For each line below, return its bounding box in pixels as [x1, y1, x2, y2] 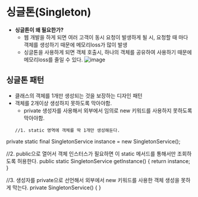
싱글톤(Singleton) [6, 5, 92, 19]
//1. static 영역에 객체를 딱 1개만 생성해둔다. [14, 127, 120, 133]
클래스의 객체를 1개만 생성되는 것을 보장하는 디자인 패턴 [14, 92, 143, 99]
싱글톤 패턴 [6, 75, 45, 85]
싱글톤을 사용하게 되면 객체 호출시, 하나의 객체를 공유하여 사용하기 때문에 [23, 48, 192, 55]
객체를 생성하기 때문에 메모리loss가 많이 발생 [23, 41, 128, 48]
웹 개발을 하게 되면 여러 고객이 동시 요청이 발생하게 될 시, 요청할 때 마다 [23, 33, 188, 40]
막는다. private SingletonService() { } [12, 184, 101, 191]
